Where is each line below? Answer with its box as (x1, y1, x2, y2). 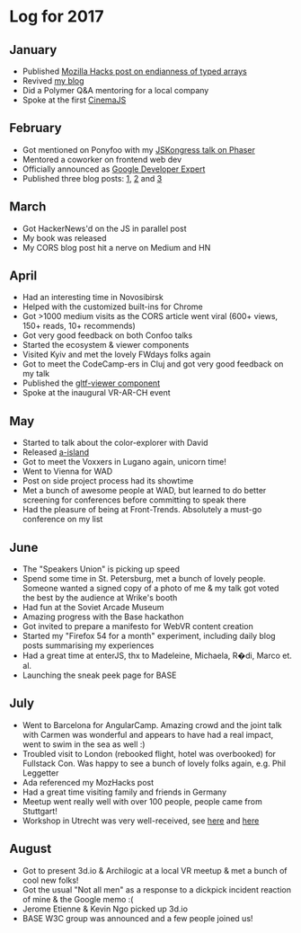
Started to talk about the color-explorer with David (22, 438, 208, 449)
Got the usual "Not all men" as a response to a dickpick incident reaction (22, 884, 292, 895)
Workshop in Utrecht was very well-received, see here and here (22, 815, 260, 826)
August (9, 841, 52, 857)
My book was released (22, 232, 107, 244)
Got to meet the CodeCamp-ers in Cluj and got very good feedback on (22, 359, 284, 369)
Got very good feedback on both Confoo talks (22, 330, 193, 341)
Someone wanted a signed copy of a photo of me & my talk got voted (22, 582, 279, 594)
